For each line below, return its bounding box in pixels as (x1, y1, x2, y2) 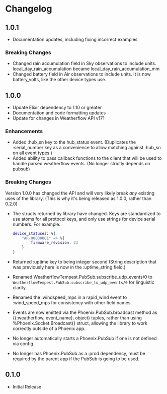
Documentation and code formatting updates (12, 110, 106, 116)
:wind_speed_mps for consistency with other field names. (12, 300, 132, 306)
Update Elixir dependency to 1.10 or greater (12, 104, 102, 111)
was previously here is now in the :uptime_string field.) (12, 264, 126, 270)
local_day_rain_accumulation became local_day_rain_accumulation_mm (12, 66, 160, 72)
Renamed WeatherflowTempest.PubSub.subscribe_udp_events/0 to (12, 274, 152, 280)
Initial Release (12, 383, 42, 389)
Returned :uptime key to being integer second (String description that (12, 259, 157, 265)
